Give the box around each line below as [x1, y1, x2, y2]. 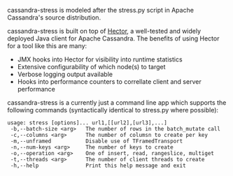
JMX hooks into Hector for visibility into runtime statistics [17, 55, 183, 64]
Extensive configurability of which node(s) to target [17, 63, 166, 71]
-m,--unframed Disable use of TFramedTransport [10, 138, 183, 145]
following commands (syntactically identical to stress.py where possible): [7, 106, 219, 114]
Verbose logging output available [17, 70, 113, 78]
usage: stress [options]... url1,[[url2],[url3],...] [7, 119, 168, 126]
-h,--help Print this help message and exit [10, 162, 187, 169]
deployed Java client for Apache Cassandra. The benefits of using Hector [7, 34, 220, 43]
